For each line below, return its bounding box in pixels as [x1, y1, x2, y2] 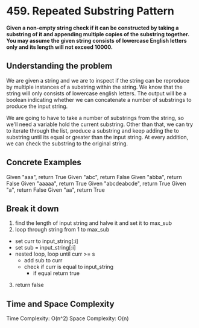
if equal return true [33, 270, 80, 277]
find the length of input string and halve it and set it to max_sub [14, 219, 172, 227]
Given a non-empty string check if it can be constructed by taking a [6, 24, 179, 31]
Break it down [6, 203, 59, 213]
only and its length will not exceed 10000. [6, 43, 113, 51]
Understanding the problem [6, 61, 113, 71]
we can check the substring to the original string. [6, 140, 128, 147]
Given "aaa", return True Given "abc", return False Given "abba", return [6, 173, 182, 180]
